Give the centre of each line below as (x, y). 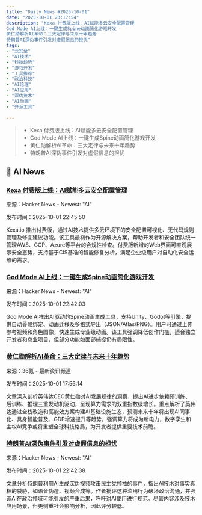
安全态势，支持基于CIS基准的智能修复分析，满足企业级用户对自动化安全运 (103, 253)
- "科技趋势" (21, 62)
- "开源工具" (21, 107)
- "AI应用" (19, 90)
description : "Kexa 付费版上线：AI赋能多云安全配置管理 (70, 23)
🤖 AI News (26, 172)
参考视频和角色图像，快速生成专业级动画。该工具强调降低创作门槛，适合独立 (101, 332)
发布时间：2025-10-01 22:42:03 (46, 304)
